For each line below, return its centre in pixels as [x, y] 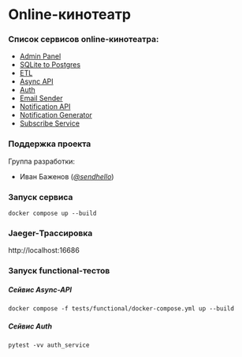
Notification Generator [56, 115]
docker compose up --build [52, 214]
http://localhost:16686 [44, 250]
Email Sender [41, 98]
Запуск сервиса [41, 197]
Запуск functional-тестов [59, 271]
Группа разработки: [42, 161]
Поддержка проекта [50, 144]
